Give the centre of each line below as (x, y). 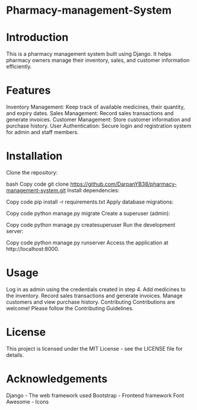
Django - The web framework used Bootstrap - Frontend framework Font (95, 395)
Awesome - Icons (28, 402)
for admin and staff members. (42, 132)
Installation (34, 156)
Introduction (37, 38)
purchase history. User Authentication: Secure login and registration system (99, 126)
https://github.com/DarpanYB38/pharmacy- (123, 184)
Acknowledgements (57, 379)
